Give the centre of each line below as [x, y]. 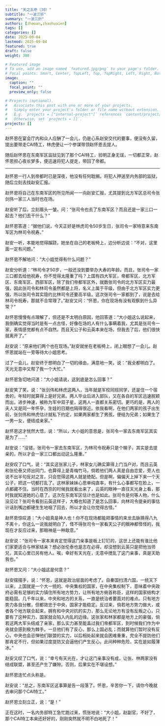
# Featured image [23, 65]
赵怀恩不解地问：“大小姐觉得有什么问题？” [48, 259]
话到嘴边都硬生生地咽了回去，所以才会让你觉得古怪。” [63, 507]
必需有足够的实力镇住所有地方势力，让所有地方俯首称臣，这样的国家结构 [82, 592]
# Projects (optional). [29, 101]
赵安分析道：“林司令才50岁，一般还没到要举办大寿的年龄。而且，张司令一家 [82, 269]
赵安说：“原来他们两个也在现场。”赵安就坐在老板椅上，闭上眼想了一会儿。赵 [81, 346]
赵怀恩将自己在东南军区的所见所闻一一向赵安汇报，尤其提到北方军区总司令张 [82, 193]
